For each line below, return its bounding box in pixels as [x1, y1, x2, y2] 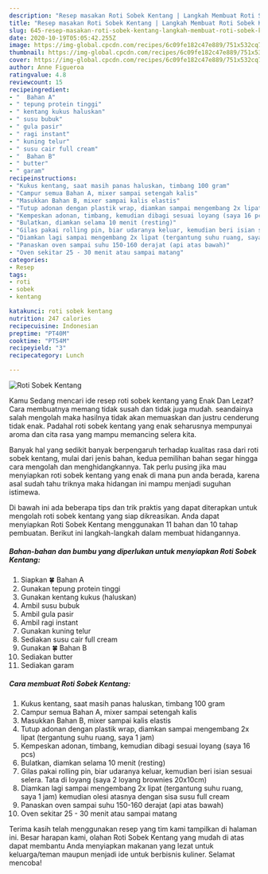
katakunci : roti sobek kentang [9, 307, 113, 315]
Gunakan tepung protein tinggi [20, 583, 121, 593]
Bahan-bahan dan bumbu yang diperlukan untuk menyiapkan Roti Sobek [9, 546, 257, 556]
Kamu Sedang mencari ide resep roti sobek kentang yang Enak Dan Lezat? [9, 396, 254, 405]
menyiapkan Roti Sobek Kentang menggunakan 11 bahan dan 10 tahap [9, 520, 238, 529]
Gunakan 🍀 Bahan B [20, 642, 87, 653]
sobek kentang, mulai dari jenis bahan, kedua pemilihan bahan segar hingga [9, 454, 258, 462]
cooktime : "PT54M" [9, 337, 70, 345]
